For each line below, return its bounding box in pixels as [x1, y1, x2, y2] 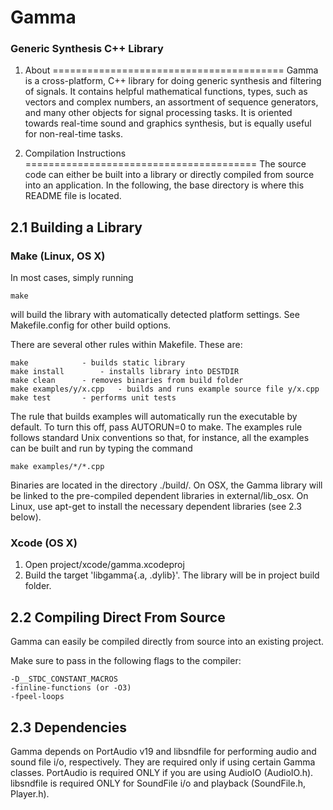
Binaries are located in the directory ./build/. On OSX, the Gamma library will [10, 479, 323, 491]
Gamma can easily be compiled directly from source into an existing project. [10, 636, 325, 648]
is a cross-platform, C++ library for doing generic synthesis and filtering [24, 75, 322, 87]
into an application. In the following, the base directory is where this [24, 179, 305, 191]
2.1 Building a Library [10, 219, 143, 236]
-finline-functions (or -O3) [10, 683, 132, 693]
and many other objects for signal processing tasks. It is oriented [24, 107, 293, 119]
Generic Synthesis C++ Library [10, 42, 164, 56]
